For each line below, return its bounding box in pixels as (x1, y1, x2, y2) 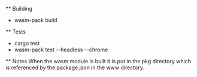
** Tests (5, 28, 26, 35)
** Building (5, 5, 33, 12)
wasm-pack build (14, 17, 57, 23)
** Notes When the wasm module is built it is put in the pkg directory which (5, 58, 191, 64)
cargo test (14, 40, 40, 47)
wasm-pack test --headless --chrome (14, 46, 108, 53)
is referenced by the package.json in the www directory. (5, 64, 144, 71)
